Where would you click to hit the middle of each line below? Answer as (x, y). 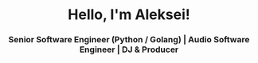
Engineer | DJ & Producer (129, 49)
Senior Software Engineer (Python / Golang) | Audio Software (129, 40)
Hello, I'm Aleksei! (129, 15)
